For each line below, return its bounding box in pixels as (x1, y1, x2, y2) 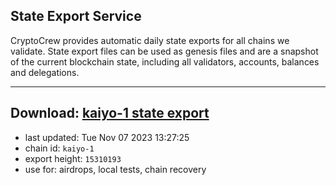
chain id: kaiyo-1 (24, 142, 95, 154)
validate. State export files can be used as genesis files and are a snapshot (10, 45, 319, 57)
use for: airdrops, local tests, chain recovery (24, 163, 207, 175)
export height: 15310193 (24, 152, 122, 164)
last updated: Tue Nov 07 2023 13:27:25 (24, 131, 190, 143)
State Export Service (10, 8, 142, 25)
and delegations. (10, 66, 80, 78)
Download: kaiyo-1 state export (10, 105, 210, 122)
